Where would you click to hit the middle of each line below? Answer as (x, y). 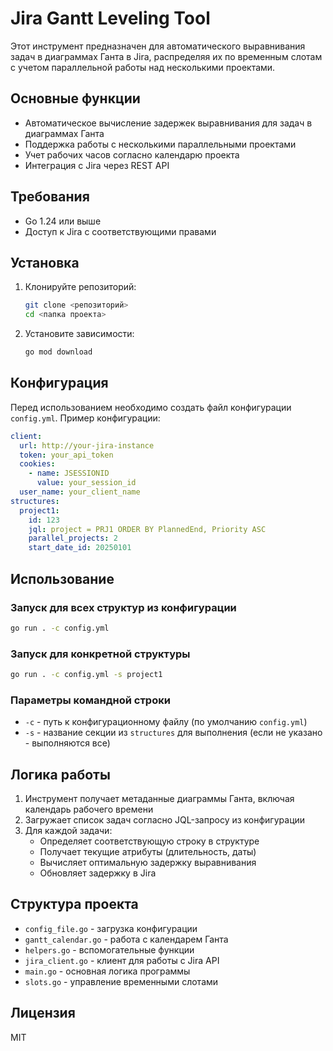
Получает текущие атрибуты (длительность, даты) (148, 852)
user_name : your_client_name (80, 492)
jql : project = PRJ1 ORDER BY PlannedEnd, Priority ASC (147, 529)
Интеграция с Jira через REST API (97, 165)
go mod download (58, 352)
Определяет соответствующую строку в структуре (149, 841)
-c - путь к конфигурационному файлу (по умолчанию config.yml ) (166, 722)
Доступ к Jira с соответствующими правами (120, 231)
